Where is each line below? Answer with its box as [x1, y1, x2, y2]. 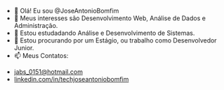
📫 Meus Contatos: [13, 52, 69, 59]
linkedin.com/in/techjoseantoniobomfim [13, 75, 129, 83]
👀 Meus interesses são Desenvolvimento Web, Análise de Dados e [13, 14, 206, 22]
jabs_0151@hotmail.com [13, 68, 83, 76]
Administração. [13, 22, 58, 29]
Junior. [13, 44, 34, 52]
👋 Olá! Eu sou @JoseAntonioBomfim [13, 7, 119, 15]
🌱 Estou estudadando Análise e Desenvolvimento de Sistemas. [13, 29, 195, 37]
